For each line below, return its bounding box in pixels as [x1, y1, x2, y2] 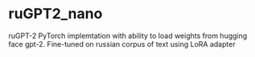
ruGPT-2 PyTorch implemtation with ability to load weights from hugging [8, 31, 248, 40]
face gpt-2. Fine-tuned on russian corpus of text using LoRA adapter [8, 39, 236, 48]
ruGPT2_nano [8, 5, 103, 23]
